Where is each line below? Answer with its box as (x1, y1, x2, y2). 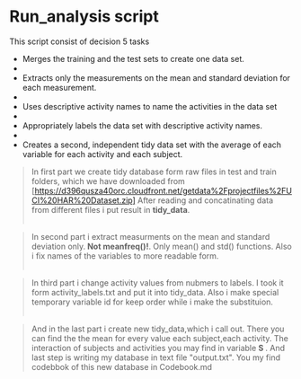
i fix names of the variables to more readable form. (31, 250, 219, 261)
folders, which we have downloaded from (31, 175, 186, 186)
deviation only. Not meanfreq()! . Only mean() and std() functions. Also (31, 241, 292, 251)
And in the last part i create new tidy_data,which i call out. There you (31, 323, 285, 334)
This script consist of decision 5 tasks (9, 36, 150, 47)
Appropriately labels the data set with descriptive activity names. (22, 119, 263, 131)
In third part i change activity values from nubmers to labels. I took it (31, 277, 285, 288)
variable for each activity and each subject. (22, 148, 183, 159)
